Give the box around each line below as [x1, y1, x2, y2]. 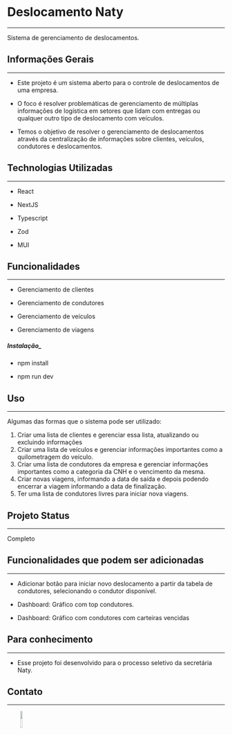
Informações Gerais [7, 53, 95, 66]
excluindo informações [17, 438, 83, 446]
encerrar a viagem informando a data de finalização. [17, 482, 167, 491]
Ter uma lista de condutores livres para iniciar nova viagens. [17, 489, 188, 498]
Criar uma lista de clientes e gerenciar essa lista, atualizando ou [17, 430, 199, 439]
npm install [17, 359, 49, 367]
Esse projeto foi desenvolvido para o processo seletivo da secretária [17, 658, 213, 666]
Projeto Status [7, 509, 70, 521]
